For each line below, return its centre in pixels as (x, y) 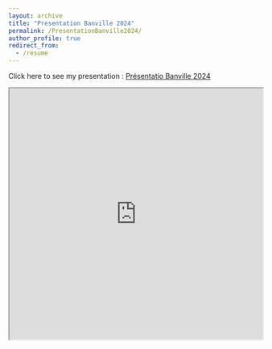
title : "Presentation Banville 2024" (72, 23)
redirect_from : (34, 46)
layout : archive (35, 16)
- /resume (32, 53)
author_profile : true (45, 38)
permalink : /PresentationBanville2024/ (75, 31)
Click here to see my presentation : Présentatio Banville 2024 (109, 76)
